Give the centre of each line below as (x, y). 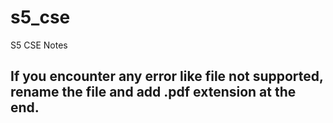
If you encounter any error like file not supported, (167, 76)
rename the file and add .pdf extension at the (153, 92)
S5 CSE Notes (39, 45)
